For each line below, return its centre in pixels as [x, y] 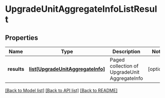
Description [126, 51]
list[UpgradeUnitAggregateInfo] [67, 69]
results [16, 69]
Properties [22, 38]
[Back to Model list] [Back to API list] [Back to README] [61, 90]
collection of [124, 66]
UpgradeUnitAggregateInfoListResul [81, 9]
